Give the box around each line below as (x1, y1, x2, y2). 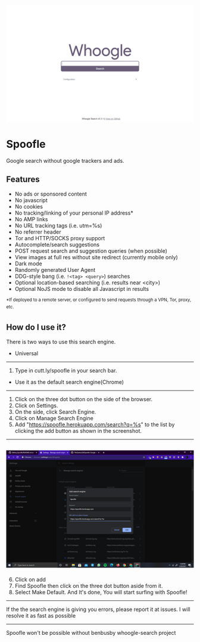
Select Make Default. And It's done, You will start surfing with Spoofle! (14, 588, 187, 596)
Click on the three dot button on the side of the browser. (14, 395, 153, 402)
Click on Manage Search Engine (14, 414, 93, 421)
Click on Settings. (14, 402, 58, 409)
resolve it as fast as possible (6, 612, 76, 619)
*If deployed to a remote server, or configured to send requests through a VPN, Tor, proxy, (6, 297, 192, 303)
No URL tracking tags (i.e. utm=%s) (14, 222, 102, 229)
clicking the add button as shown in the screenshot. (14, 427, 142, 434)
